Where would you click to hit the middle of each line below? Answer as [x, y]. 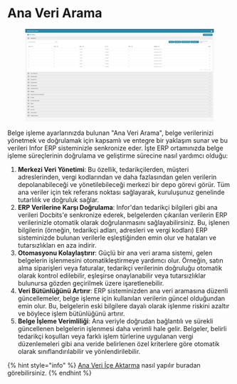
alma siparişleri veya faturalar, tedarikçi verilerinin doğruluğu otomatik [120, 268]
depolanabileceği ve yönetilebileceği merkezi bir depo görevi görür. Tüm [123, 184]
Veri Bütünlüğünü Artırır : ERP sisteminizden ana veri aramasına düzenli [123, 290]
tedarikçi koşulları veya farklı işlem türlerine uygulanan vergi [105, 336]
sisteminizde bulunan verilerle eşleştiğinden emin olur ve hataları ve [117, 238]
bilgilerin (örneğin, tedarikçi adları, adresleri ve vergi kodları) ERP [112, 230]
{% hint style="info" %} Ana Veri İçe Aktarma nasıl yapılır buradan [104, 365]
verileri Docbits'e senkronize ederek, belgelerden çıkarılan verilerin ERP [122, 215]
